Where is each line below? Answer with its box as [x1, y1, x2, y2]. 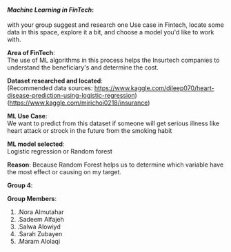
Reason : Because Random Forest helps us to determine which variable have [7, 160, 224, 169]
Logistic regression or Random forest [7, 147, 112, 156]
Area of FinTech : [7, 49, 55, 57]
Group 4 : [7, 181, 33, 189]
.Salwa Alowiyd [17, 222, 61, 231]
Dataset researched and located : [7, 76, 103, 85]
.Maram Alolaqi [17, 238, 61, 246]
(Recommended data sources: [7, 84, 93, 92]
